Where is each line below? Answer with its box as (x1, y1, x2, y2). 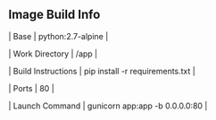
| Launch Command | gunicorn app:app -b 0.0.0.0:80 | (8, 100, 208, 111)
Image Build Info (8, 7, 101, 22)
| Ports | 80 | (8, 82, 54, 93)
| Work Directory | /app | (8, 48, 98, 59)
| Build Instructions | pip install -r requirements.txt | (8, 65, 195, 76)
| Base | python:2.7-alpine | (8, 30, 109, 41)
